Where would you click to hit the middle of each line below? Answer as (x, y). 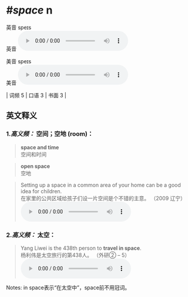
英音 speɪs (19, 27)
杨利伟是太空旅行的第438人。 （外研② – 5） (75, 255)
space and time (40, 147)
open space (35, 166)
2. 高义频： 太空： (31, 235)
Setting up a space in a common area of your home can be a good (100, 185)
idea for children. (41, 191)
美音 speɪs (19, 61)
